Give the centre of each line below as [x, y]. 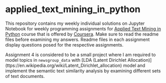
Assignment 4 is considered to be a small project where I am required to [80, 55]
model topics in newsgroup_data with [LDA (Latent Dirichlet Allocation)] [79, 60]
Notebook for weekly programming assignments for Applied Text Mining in [83, 28]
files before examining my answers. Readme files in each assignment [77, 39]
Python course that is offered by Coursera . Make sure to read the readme [82, 34]
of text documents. [25, 76]
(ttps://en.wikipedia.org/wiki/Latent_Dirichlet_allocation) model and [75, 65]
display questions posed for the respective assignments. [64, 45]
